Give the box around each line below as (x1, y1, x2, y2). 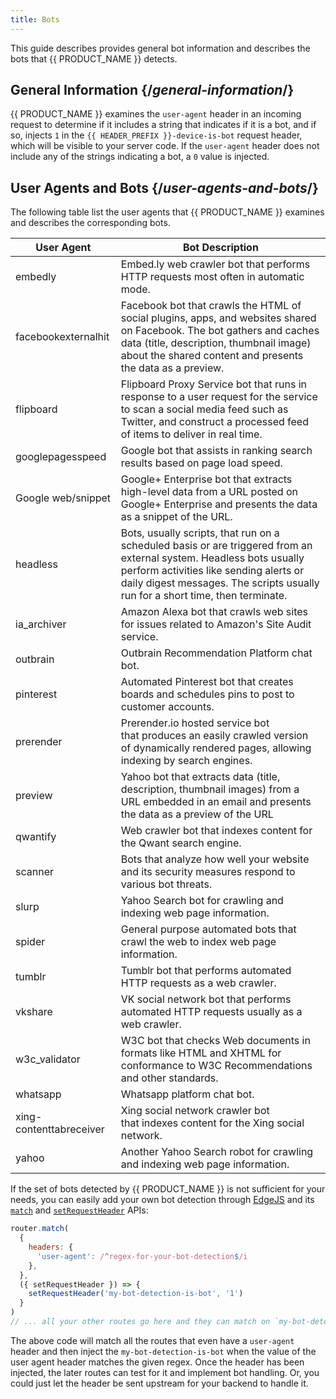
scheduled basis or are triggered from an (120, 539, 313, 553)
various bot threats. (120, 877, 213, 891)
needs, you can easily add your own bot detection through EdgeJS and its (10, 1194, 315, 1206)
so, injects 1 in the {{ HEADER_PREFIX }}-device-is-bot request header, (10, 129, 303, 141)
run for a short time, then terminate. (120, 589, 288, 603)
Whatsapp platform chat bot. (120, 1087, 255, 1101)
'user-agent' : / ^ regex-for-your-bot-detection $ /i (36, 1251, 248, 1261)
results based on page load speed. (120, 456, 283, 470)
